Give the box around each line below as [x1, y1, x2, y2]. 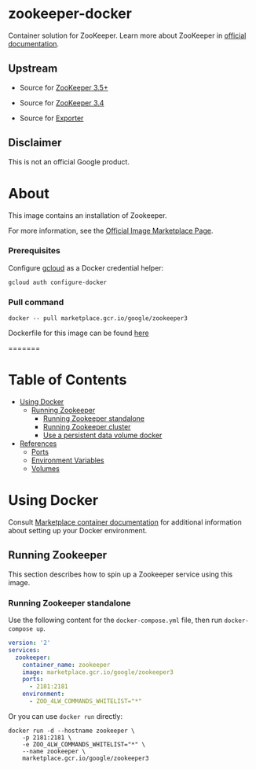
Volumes [31, 464, 60, 473]
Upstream [8, 62, 58, 76]
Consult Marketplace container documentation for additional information [8, 517, 242, 527]
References [19, 439, 57, 448]
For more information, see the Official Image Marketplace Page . [8, 226, 214, 235]
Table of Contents [8, 371, 127, 389]
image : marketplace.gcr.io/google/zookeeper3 [22, 668, 174, 676]
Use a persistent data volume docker [42, 430, 163, 440]
